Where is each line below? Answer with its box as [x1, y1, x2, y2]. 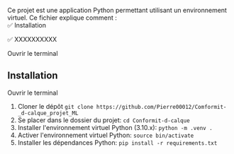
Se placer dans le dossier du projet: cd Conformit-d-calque [17, 116, 190, 124]
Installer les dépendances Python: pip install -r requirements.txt [17, 138, 218, 147]
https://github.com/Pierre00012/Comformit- [96, 103, 227, 110]
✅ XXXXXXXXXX [7, 35, 57, 43]
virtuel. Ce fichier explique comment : [7, 13, 117, 22]
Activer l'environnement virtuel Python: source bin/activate [17, 131, 194, 139]
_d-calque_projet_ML [17, 109, 79, 117]
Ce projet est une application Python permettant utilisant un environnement [7, 6, 227, 14]
